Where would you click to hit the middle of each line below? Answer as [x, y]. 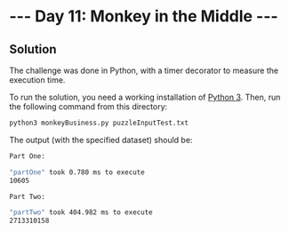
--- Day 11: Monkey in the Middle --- [144, 16]
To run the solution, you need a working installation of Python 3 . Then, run [145, 97]
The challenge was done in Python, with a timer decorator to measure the [144, 70]
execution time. [37, 80]
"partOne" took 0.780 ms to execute [77, 172]
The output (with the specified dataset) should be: [101, 140]
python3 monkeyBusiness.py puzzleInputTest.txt [99, 123]
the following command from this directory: [88, 107]
